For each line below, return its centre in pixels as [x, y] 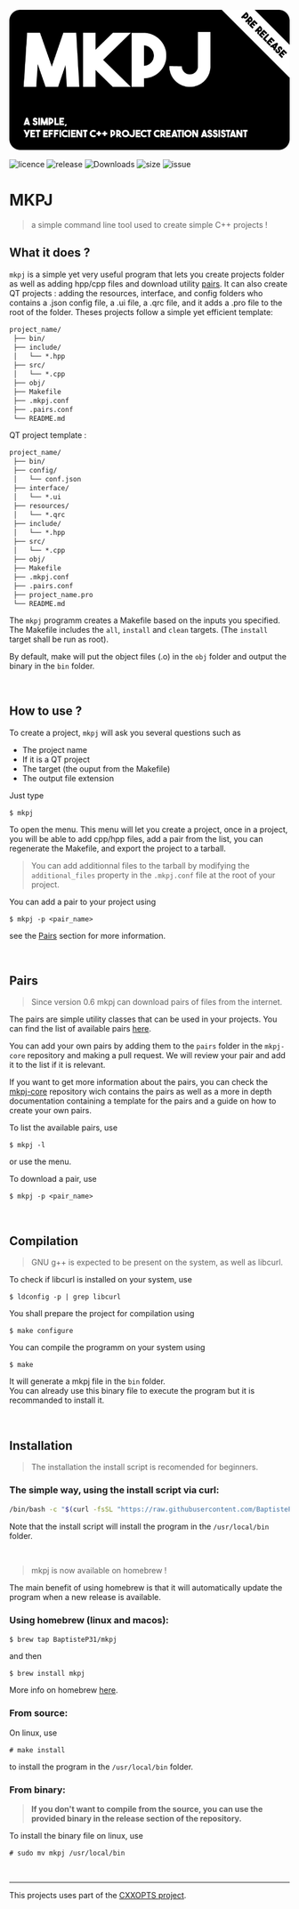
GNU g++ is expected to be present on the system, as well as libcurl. [157, 1262]
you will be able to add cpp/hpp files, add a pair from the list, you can [136, 838]
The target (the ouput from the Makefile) [96, 768]
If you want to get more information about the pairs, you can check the [139, 1082]
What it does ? [50, 253]
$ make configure [41, 1331]
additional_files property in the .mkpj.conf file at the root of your [153, 875]
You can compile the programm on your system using [107, 1347]
